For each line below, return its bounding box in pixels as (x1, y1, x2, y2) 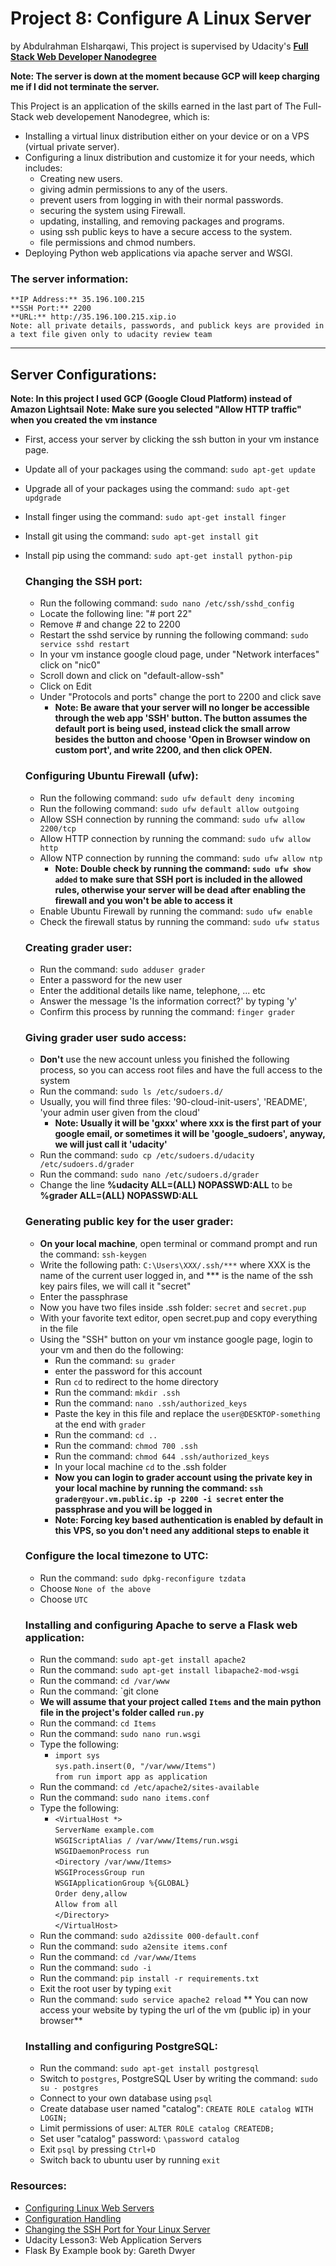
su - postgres (39, 2083, 99, 2094)
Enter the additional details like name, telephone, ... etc (39, 984, 266, 996)
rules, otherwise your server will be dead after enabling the (54, 883, 307, 896)
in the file (39, 1322, 79, 1334)
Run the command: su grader (54, 1354, 176, 1366)
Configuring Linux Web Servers (24, 2202, 155, 2214)
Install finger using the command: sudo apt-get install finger (24, 511, 287, 523)
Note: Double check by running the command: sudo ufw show (54, 862, 312, 874)
